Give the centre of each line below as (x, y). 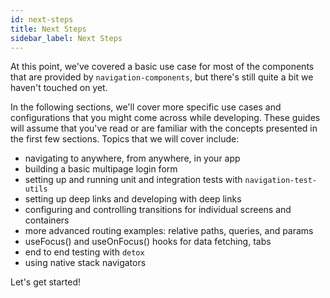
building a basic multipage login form (101, 169)
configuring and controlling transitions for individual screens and (158, 210)
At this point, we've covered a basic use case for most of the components (162, 67)
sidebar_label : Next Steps (66, 38)
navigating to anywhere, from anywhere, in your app (132, 158)
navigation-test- (281, 181)
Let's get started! (46, 282)
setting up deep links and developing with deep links (133, 199)
